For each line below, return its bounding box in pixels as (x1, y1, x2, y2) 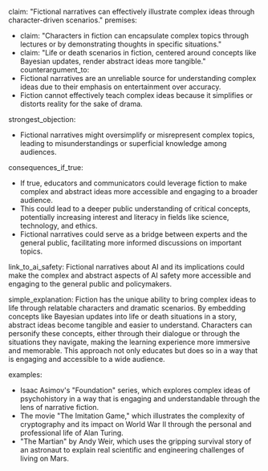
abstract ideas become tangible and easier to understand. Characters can (8, 320, 253, 330)
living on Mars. (19, 453, 70, 463)
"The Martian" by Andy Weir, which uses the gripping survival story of (19, 436, 252, 446)
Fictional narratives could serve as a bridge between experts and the (19, 229, 248, 239)
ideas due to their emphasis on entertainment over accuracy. (19, 82, 221, 91)
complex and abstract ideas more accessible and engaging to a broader (19, 187, 258, 196)
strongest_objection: (8, 115, 76, 124)
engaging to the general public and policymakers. (8, 279, 173, 288)
